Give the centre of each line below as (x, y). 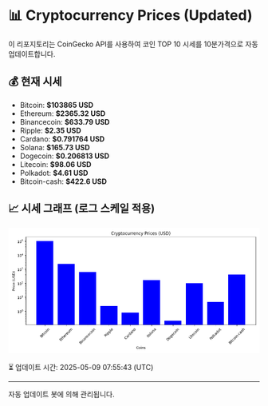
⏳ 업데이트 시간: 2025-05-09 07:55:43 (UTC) (81, 367)
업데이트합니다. (32, 54)
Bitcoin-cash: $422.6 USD (63, 181)
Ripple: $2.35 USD (50, 130)
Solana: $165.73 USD (55, 147)
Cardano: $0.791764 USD (62, 139)
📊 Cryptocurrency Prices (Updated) (130, 16)
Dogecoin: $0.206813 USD (65, 156)
